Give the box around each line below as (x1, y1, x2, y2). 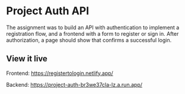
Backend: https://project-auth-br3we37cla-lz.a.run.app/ (6, 81, 142, 88)
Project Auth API (6, 4, 90, 18)
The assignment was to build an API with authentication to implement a (6, 24, 180, 31)
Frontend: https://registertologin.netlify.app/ (6, 70, 114, 77)
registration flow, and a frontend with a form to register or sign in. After (6, 30, 179, 37)
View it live (6, 54, 47, 64)
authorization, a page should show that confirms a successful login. (6, 36, 172, 43)
